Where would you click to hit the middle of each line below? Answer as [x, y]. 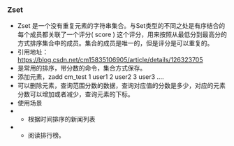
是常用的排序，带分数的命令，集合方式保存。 [82, 68]
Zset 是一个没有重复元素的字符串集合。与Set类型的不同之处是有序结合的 [121, 26]
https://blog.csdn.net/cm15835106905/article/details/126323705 [110, 60]
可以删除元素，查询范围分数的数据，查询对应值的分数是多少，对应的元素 [121, 86]
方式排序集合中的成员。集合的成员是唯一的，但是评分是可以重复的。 [115, 43]
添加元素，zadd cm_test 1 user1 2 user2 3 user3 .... [90, 77]
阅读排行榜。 [46, 136]
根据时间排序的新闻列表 [61, 119]
